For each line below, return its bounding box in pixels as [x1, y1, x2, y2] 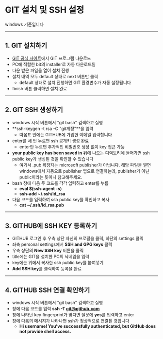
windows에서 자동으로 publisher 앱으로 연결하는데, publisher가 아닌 [19, 168, 149, 174]
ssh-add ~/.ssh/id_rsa [19, 191, 65, 196]
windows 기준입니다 [5, 21, 44, 27]
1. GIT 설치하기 [5, 42, 48, 50]
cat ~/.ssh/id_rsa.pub [19, 202, 65, 208]
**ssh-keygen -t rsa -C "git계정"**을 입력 [12, 126, 94, 131]
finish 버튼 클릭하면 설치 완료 [12, 85, 67, 91]
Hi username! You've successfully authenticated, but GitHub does [19, 323, 156, 329]
